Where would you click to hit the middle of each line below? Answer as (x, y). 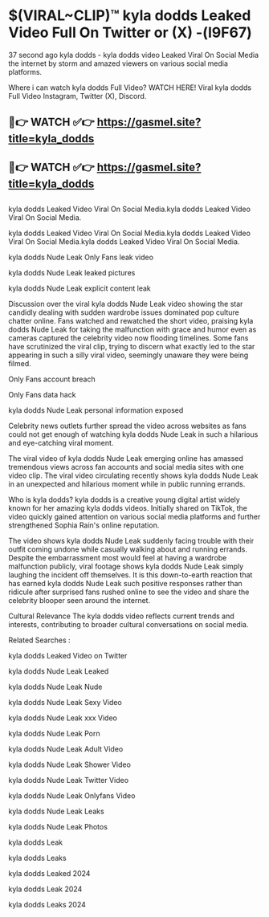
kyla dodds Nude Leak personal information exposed (96, 410)
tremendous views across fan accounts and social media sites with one (126, 467)
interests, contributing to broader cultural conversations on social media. (128, 625)
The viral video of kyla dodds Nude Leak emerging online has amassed (126, 458)
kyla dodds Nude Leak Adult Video (66, 749)
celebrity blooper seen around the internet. (79, 601)
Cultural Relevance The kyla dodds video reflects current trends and (121, 616)
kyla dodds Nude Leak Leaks (56, 811)
